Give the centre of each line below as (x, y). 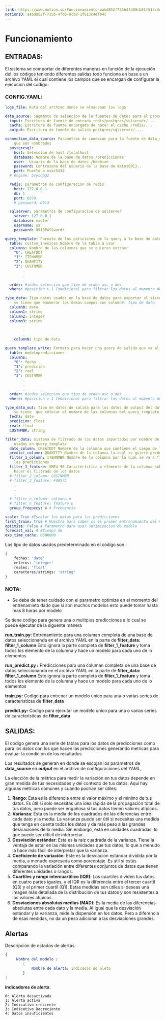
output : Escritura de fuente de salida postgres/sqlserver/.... (77, 130)
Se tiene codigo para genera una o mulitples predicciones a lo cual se (76, 620)
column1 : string (26, 312)
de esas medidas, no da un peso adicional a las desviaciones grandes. (83, 918)
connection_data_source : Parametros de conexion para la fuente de (76, 139)
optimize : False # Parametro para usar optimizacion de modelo (71, 526)
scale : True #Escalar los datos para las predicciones (62, 517)
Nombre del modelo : (37, 959)
